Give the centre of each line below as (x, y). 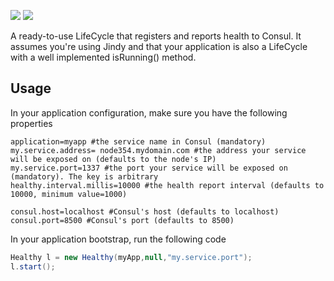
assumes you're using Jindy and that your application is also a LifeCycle (159, 46)
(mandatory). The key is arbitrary (84, 176)
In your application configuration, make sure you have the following (149, 112)
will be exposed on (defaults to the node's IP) (113, 159)
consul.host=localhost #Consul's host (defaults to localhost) (145, 211)
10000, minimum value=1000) (69, 194)
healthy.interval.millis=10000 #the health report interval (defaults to (167, 185)
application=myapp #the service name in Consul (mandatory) (138, 141)
